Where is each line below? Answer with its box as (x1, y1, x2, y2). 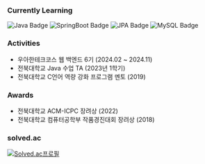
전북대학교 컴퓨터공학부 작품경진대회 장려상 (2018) (17, 115, 155, 123)
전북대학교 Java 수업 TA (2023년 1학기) (17, 64, 126, 72)
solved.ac (7, 133, 42, 143)
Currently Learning (7, 6, 73, 15)
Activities (7, 39, 40, 48)
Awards (7, 90, 34, 100)
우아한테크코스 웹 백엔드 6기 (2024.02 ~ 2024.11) (17, 55, 153, 64)
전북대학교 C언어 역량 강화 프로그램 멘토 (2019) (17, 72, 146, 81)
